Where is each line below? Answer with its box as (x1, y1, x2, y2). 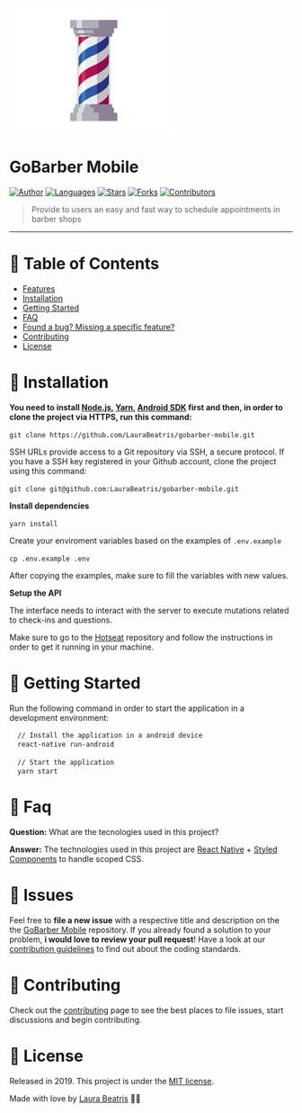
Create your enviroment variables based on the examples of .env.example (9, 534, 282, 546)
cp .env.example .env (9, 554, 91, 563)
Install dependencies (9, 500, 90, 511)
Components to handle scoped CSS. (9, 853, 144, 864)
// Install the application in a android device (17, 731, 203, 740)
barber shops (31, 213, 82, 224)
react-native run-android (17, 740, 115, 749)
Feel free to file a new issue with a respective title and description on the (9, 914, 280, 925)
